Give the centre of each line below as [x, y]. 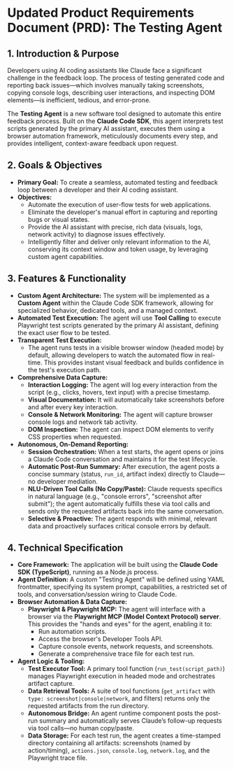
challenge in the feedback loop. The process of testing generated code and [116, 78]
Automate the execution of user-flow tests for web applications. [119, 204]
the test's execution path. [64, 369]
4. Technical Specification [65, 548]
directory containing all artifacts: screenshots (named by [109, 743]
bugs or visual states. [59, 219]
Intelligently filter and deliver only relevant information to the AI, [119, 241]
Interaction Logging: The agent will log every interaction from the [123, 384]
